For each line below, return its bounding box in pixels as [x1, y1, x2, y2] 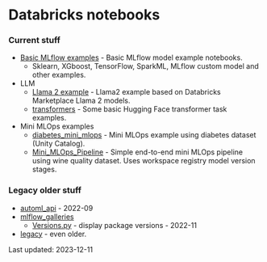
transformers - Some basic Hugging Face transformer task [31, 104, 227, 114]
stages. [31, 164, 57, 175]
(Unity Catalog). [31, 139, 86, 149]
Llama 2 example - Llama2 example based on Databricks [31, 87, 221, 97]
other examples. [31, 70, 86, 80]
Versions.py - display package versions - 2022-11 [31, 220, 198, 230]
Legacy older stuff [8, 184, 82, 196]
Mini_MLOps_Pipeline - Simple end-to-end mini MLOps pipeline [31, 147, 244, 157]
